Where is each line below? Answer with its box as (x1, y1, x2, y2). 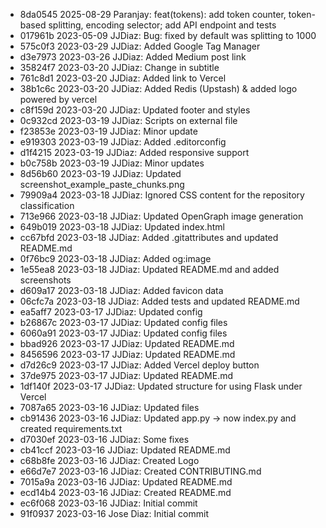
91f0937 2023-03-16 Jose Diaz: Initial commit (19, 508, 210, 519)
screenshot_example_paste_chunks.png (19, 179, 185, 190)
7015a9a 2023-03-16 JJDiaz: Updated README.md (19, 476, 233, 488)
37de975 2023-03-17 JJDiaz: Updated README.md (19, 370, 233, 381)
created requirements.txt (19, 423, 123, 434)
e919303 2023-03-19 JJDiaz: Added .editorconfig (19, 136, 227, 148)
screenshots (19, 274, 72, 286)
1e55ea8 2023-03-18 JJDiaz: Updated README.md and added (19, 264, 280, 275)
